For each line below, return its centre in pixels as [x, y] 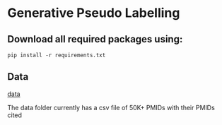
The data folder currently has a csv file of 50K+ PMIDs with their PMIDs [111, 107]
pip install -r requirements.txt [57, 55]
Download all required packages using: [95, 39]
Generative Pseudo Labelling [94, 13]
